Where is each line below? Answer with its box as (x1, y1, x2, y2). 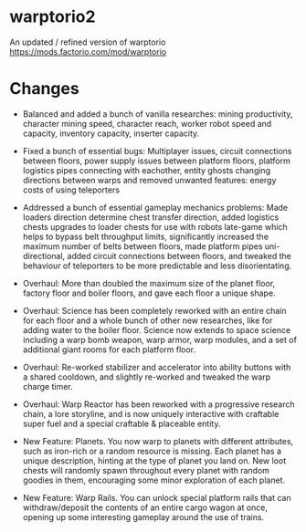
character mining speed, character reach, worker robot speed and (22, 118, 272, 129)
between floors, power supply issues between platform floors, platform (22, 155, 290, 166)
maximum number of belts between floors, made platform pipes (22, 240, 263, 252)
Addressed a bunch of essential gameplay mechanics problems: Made (22, 202, 289, 213)
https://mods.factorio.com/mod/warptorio (9, 46, 167, 57)
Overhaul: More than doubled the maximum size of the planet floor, (22, 277, 276, 288)
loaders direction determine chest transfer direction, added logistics (22, 212, 280, 223)
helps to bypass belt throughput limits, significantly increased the (22, 231, 269, 242)
